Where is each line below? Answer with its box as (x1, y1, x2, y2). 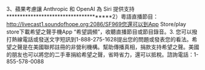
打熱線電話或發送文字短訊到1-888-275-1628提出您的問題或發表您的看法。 (6, 36, 192, 43)
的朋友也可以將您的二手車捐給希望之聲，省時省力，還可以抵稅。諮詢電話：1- (6, 51, 199, 58)
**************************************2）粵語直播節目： (6, 13, 159, 20)
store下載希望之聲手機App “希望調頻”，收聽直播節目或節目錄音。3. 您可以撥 (6, 28, 198, 35)
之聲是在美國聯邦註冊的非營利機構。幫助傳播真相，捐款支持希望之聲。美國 (11, 43, 199, 51)
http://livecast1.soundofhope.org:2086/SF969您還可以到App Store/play (6, 21, 187, 27)
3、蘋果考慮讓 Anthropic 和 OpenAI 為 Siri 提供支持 (6, 5, 135, 12)
